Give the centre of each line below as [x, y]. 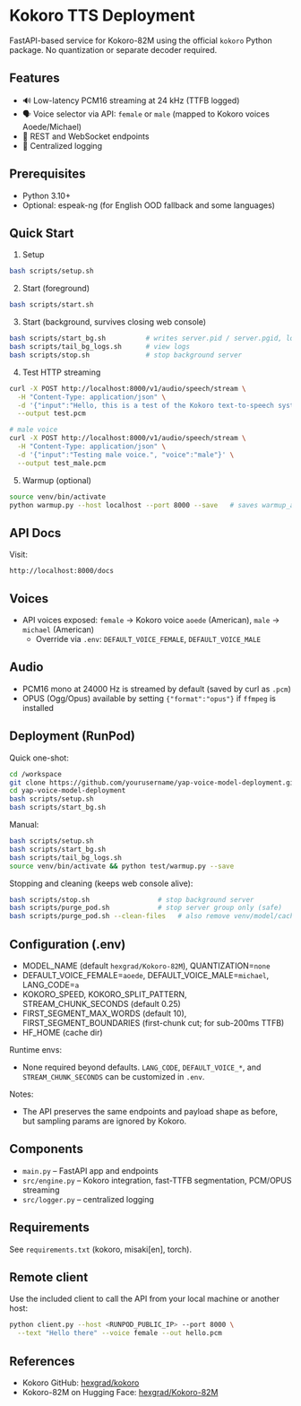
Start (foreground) [56, 289]
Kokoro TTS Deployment [102, 16]
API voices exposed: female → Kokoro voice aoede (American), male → [151, 620]
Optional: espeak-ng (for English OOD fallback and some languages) [149, 205]
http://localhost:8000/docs [62, 571]
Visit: [19, 555]
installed [38, 707]
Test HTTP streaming [61, 372]
